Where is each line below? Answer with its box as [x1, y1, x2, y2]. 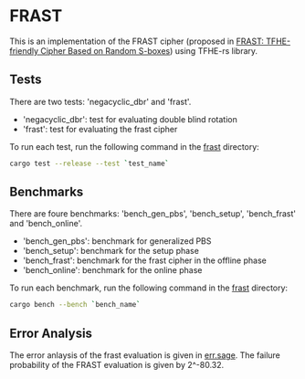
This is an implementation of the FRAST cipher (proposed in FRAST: [9, 36, 265, 47]
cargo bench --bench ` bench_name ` [9, 300, 142, 310]
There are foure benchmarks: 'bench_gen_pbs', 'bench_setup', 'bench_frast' [9, 208, 297, 219]
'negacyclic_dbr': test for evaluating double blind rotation [22, 113, 237, 124]
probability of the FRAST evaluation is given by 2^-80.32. [9, 360, 225, 371]
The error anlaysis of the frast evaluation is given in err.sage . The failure [9, 350, 281, 361]
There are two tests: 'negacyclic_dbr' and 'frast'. [9, 96, 192, 107]
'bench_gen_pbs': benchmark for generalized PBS [22, 236, 212, 247]
